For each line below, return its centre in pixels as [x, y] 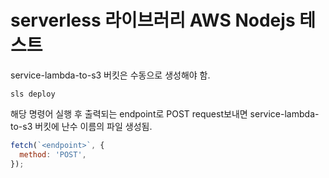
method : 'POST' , [53, 154]
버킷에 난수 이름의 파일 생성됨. [93, 126]
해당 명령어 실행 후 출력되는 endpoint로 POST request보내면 [129, 113]
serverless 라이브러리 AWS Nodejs [153, 20]
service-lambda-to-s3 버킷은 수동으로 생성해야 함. [110, 75]
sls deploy [33, 94]
